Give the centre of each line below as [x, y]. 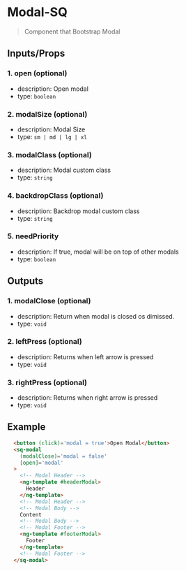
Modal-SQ [37, 12]
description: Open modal [53, 89]
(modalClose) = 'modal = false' [64, 456]
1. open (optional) [37, 73]
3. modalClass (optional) [49, 154]
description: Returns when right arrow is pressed [87, 398]
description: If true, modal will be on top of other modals [98, 252]
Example [26, 427]
